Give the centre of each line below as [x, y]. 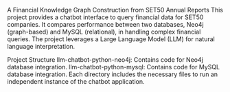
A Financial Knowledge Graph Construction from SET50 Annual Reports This [115, 10]
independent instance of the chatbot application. [76, 81]
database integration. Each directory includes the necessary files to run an [113, 74]
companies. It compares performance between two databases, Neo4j [105, 24]
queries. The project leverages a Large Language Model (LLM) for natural [111, 39]
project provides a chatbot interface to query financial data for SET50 [105, 17]
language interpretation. [41, 46]
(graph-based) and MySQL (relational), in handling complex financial [104, 32]
